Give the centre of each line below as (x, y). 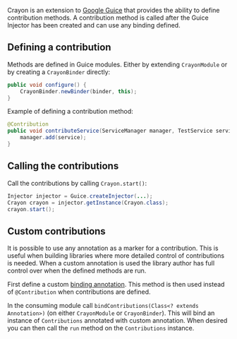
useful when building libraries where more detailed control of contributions (116, 256)
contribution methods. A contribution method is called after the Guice (108, 18)
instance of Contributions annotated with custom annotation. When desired (117, 321)
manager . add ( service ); (53, 138)
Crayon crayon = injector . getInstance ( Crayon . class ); (88, 203)
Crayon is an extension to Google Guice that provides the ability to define (114, 10)
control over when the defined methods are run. (77, 270)
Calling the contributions (63, 166)
